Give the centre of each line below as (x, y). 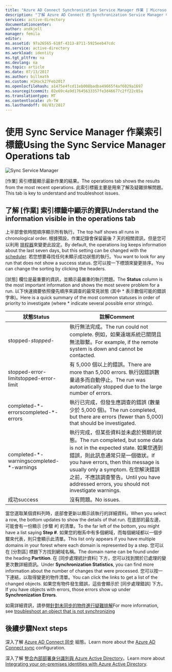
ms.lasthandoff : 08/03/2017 (35, 106)
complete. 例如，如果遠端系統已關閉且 (115, 334)
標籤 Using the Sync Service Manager (86, 145)
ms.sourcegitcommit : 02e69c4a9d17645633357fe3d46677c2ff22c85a (74, 91)
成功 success (23, 499)
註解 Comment (117, 317)
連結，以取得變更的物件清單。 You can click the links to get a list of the (83, 577)
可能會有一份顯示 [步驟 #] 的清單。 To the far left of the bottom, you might (82, 526)
